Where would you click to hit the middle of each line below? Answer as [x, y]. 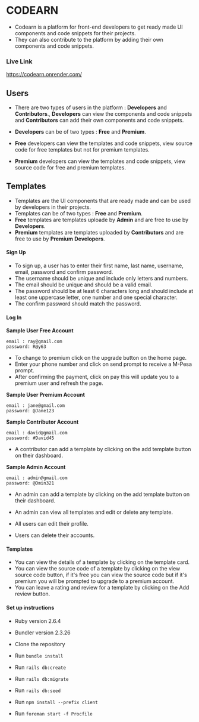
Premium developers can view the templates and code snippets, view [100, 161]
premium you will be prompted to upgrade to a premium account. [94, 581]
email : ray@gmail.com [34, 342]
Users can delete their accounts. [55, 535]
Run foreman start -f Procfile [54, 713]
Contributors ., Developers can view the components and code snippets [103, 114]
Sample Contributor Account [42, 422]
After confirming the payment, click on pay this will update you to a [97, 377]
